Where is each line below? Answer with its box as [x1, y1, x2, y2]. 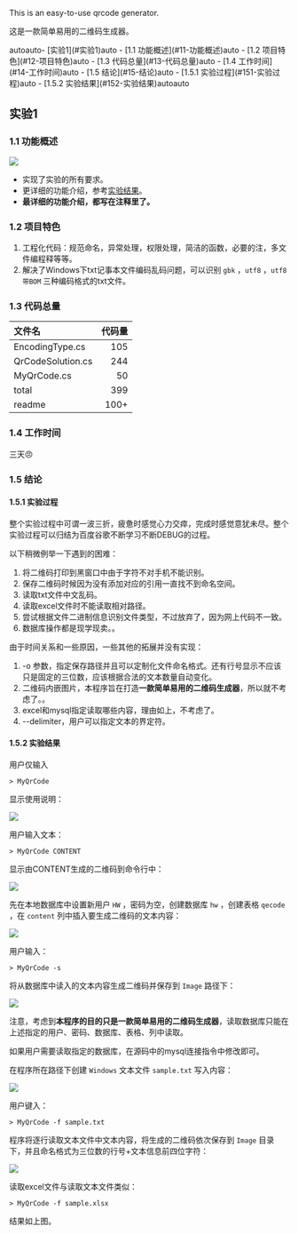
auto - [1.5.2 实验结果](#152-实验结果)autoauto [20, 78, 190, 88]
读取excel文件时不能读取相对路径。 [21, 600, 151, 611]
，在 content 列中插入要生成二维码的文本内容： [9, 910, 182, 920]
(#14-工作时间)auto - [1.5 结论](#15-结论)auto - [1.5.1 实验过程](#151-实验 [9, 67, 273, 77]
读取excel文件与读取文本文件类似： [9, 1181, 137, 1191]
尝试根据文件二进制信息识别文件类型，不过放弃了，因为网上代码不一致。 [21, 611, 286, 622]
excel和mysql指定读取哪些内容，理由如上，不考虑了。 [21, 705, 219, 715]
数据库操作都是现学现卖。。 [21, 622, 120, 633]
